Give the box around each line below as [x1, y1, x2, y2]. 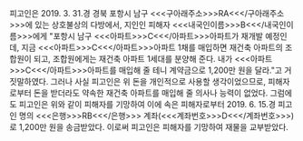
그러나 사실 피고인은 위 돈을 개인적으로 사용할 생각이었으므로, [50, 76, 266, 86]
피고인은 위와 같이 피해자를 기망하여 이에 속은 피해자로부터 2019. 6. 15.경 [18, 99, 277, 109]
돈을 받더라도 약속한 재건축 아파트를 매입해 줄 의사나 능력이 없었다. [33, 87, 269, 98]
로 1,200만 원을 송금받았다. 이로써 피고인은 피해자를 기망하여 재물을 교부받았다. [9, 122, 288, 132]
